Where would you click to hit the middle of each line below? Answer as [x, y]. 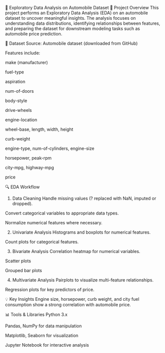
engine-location [21, 120]
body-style [16, 101]
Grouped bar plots [24, 270]
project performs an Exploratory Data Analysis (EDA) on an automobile [77, 13]
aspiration [15, 82]
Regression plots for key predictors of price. [50, 289]
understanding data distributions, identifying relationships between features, [83, 23]
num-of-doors [19, 91]
